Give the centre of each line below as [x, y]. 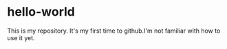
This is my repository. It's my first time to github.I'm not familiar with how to [114, 31]
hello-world [41, 12]
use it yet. [21, 37]
